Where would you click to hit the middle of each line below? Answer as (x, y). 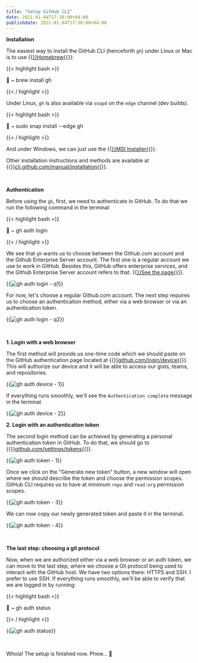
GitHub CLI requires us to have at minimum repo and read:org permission (95, 485)
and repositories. (27, 373)
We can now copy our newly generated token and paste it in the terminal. (95, 514)
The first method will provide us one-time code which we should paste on (96, 354)
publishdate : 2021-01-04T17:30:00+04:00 (57, 23)
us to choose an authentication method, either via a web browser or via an (97, 302)
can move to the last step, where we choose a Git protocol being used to (95, 566)
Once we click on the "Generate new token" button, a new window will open (99, 472)
